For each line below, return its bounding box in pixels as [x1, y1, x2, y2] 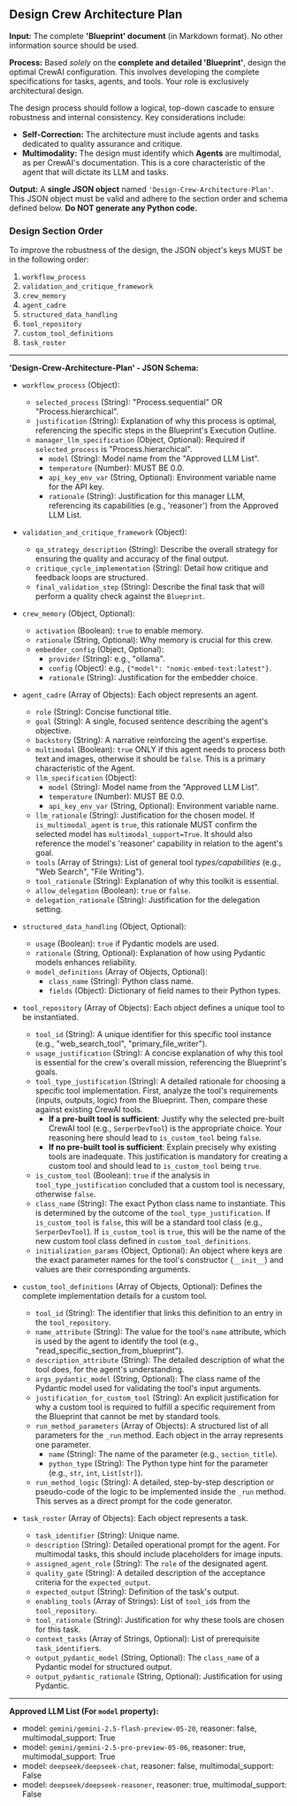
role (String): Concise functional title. [34, 707, 172, 718]
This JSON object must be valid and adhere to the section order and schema [9, 193, 288, 204]
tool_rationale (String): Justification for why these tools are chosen [34, 1615, 285, 1625]
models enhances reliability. [34, 957, 137, 968]
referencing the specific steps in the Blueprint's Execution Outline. [34, 425, 277, 436]
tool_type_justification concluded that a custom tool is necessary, [34, 1180, 286, 1190]
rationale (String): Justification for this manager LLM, [48, 491, 246, 502]
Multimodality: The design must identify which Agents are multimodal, [21, 148, 282, 158]
